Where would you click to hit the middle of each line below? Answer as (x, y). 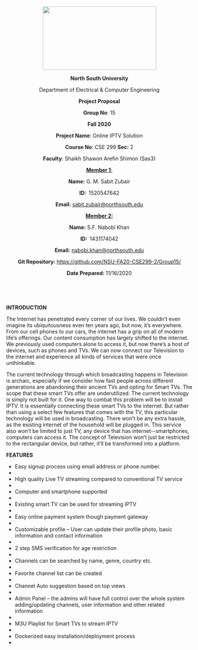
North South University (99, 78)
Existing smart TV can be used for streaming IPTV (76, 504)
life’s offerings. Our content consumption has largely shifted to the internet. (98, 338)
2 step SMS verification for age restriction (66, 548)
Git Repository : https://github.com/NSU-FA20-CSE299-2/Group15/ (99, 262)
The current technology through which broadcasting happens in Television (97, 374)
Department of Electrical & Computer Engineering (99, 90)
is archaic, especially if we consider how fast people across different (90, 381)
